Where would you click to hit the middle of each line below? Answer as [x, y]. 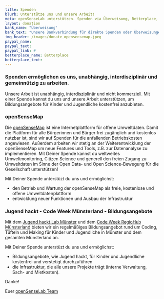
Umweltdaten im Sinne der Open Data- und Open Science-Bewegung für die [82, 164]
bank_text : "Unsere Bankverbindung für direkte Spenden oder [69, 32]
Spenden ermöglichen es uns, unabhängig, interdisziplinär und [81, 77]
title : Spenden [20, 10]
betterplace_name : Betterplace [37, 55]
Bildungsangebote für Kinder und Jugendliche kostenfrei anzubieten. [74, 104]
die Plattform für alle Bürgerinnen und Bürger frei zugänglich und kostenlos [81, 132]
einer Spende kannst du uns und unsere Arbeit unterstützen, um [70, 99]
